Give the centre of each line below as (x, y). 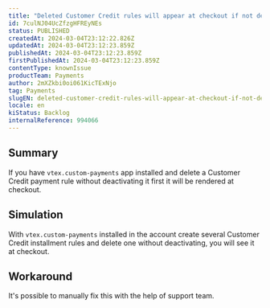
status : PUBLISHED (39, 31)
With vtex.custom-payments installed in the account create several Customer (134, 234)
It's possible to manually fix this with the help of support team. (111, 296)
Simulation (36, 215)
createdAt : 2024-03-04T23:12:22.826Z (72, 38)
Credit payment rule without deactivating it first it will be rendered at (121, 181)
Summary (33, 153)
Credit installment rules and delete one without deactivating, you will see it (131, 243)
